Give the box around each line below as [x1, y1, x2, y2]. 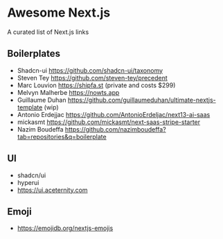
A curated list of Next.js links [7, 28, 89, 36]
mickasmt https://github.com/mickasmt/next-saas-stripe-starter [17, 118, 201, 126]
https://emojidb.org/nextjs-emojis [17, 224, 114, 233]
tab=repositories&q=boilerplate [17, 132, 107, 141]
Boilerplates [7, 48, 61, 60]
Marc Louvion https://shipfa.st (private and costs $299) [17, 81, 176, 89]
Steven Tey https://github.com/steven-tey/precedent [17, 73, 168, 82]
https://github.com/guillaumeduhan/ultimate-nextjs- [67, 96, 216, 104]
